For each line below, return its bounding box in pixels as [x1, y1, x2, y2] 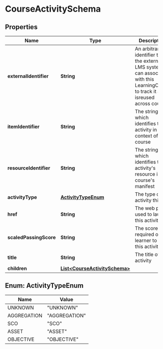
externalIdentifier [7, 73, 49, 79]
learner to [135, 237, 157, 244]
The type [135, 191, 156, 198]
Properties [5, 23, 38, 31]
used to [135, 211, 152, 218]
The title [135, 251, 154, 257]
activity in [135, 127, 157, 133]
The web [135, 205, 155, 211]
